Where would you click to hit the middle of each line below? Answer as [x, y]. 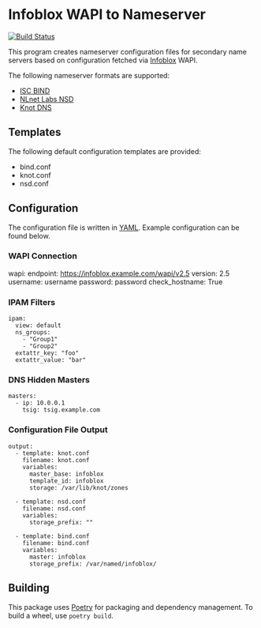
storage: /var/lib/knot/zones [78, 487]
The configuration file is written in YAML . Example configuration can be [124, 228]
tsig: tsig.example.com [62, 410]
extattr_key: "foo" [47, 353]
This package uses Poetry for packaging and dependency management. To [131, 607]
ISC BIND [35, 90]
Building [29, 588]
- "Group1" [40, 340]
